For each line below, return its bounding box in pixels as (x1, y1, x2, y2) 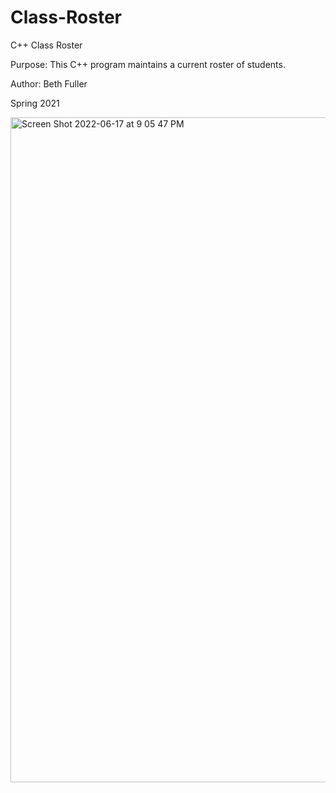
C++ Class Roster (10, 39, 83, 51)
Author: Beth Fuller (10, 77, 88, 90)
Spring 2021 (10, 97, 60, 109)
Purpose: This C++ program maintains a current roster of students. (10, 58, 286, 70)
